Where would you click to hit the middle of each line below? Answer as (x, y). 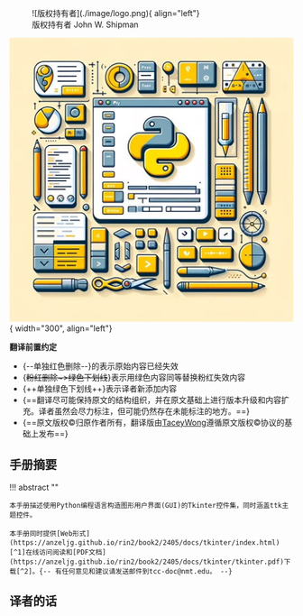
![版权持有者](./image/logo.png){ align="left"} (116, 13)
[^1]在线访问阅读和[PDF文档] (58, 552)
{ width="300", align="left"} (61, 328)
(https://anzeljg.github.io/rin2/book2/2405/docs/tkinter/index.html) (145, 542)
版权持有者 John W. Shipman (85, 24)
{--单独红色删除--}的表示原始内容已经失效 (100, 366)
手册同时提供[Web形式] (53, 533)
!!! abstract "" (34, 487)
